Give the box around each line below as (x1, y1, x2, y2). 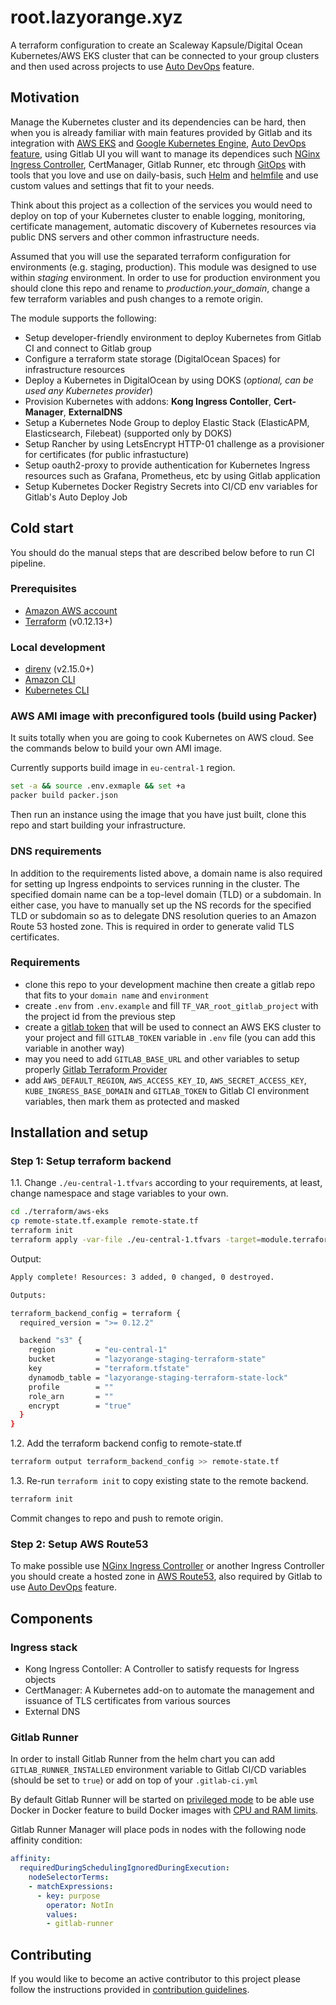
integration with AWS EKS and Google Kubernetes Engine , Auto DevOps (10, 137, 307, 149)
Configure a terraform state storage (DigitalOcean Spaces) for (24, 352, 281, 365)
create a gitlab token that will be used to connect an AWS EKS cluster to (24, 1021, 322, 1033)
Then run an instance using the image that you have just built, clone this (10, 809, 307, 821)
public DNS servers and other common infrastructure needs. (10, 231, 260, 243)
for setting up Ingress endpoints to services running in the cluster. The (10, 877, 300, 890)
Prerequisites (10, 582, 77, 596)
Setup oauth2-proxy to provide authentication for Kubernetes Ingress (24, 459, 311, 471)
